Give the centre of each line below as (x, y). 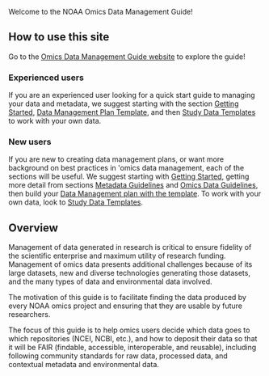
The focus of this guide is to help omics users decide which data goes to (129, 330)
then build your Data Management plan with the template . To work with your (134, 194)
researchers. (29, 315)
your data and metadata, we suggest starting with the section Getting (124, 104)
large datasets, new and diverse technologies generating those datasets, (129, 273)
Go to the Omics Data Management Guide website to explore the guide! (127, 57)
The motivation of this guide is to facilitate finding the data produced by (127, 298)
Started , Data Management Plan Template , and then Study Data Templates (132, 112)
